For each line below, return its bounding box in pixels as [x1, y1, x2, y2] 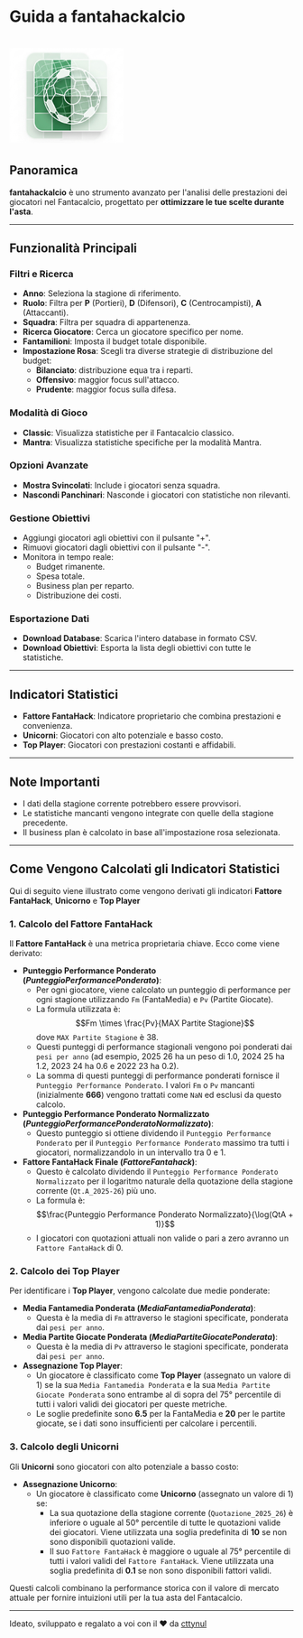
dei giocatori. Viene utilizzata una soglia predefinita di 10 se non [49, 1526, 288, 1537]
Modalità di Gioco [9, 406, 88, 419]
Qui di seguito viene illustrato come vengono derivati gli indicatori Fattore [9, 885, 282, 896]
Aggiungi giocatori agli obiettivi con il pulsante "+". [22, 533, 211, 544]
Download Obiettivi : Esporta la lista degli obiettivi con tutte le [22, 643, 252, 654]
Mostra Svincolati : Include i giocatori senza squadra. [22, 479, 221, 490]
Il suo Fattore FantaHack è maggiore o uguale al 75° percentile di [49, 1546, 291, 1557]
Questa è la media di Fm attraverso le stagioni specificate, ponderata [35, 1312, 289, 1324]
